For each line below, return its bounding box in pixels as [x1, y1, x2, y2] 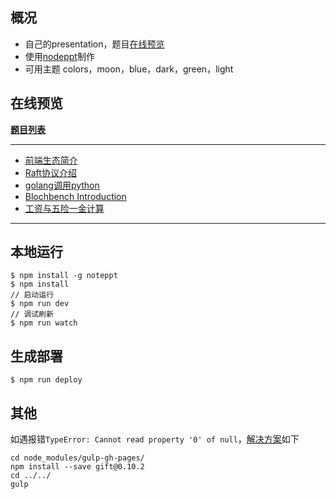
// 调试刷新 [10, 309, 55, 320]
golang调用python [24, 179, 100, 191]
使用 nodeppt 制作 [24, 50, 95, 62]
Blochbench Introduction [24, 190, 127, 202]
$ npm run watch [10, 318, 78, 328]
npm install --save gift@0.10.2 [10, 462, 145, 472]
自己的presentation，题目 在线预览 [24, 38, 165, 50]
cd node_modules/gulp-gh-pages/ [10, 453, 145, 463]
